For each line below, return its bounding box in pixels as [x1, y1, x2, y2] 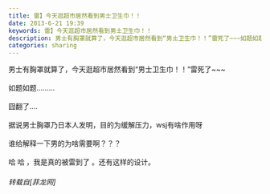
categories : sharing [8, 42, 78, 50]
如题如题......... [8, 83, 55, 93]
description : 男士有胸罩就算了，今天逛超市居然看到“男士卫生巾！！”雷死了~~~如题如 [8, 34, 259, 42]
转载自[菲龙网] [8, 177, 56, 187]
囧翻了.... [8, 102, 39, 111]
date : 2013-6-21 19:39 [8, 19, 84, 27]
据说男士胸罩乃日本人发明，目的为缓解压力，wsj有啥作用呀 [8, 120, 203, 130]
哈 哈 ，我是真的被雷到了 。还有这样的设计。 [8, 157, 155, 167]
